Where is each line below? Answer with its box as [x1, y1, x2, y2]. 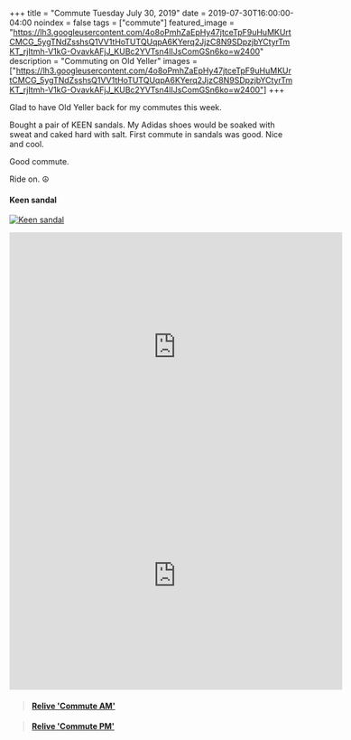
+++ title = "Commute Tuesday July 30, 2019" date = [9, 8, 207, 18]
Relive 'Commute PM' [31, 721, 115, 732]
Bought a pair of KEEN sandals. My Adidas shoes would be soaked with [9, 119, 275, 130]
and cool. [9, 139, 44, 149]
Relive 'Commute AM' [31, 700, 115, 711]
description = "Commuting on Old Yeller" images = [9, 56, 199, 66]
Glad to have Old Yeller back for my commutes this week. [9, 102, 223, 112]
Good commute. [9, 156, 69, 166]
